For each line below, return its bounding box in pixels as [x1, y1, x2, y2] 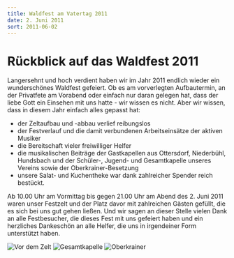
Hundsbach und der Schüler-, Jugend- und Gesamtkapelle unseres [17, 156, 212, 165]
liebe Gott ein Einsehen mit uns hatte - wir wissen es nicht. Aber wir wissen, [7, 98, 226, 107]
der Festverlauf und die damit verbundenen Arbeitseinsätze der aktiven [17, 127, 224, 135]
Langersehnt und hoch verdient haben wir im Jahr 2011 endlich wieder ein [7, 76, 220, 84]
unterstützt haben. [7, 229, 61, 238]
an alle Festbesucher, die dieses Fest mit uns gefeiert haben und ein [7, 214, 203, 223]
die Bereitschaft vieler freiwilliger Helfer [17, 142, 132, 150]
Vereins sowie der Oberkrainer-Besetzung [17, 164, 139, 172]
